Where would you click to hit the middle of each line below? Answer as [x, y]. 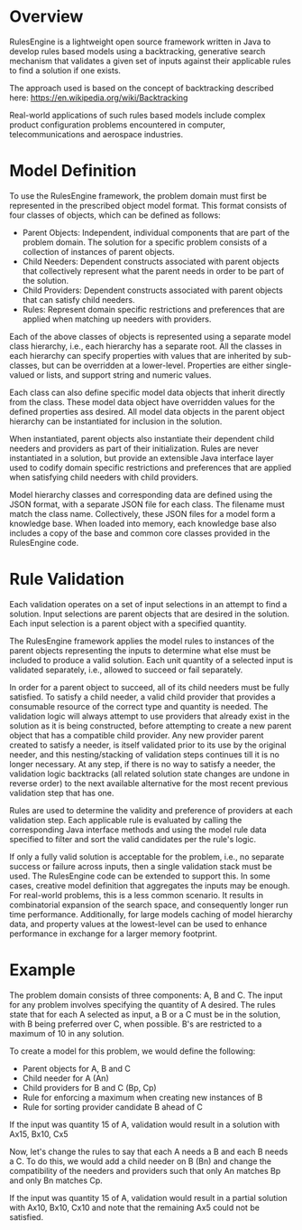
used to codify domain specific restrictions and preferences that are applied [151, 467]
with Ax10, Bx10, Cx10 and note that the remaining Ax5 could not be [134, 1207]
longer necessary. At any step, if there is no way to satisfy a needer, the [142, 764]
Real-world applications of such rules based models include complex [137, 115]
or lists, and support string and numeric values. [124, 375]
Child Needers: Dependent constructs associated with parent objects [151, 261]
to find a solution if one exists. [65, 70]
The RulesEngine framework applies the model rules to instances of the [142, 641]
